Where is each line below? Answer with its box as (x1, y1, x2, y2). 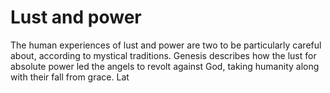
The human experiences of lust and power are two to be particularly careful (10, 39, 322, 51)
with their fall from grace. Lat (10, 71, 130, 83)
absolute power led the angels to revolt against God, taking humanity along (10, 60, 320, 72)
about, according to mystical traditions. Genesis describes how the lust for (10, 49, 317, 61)
